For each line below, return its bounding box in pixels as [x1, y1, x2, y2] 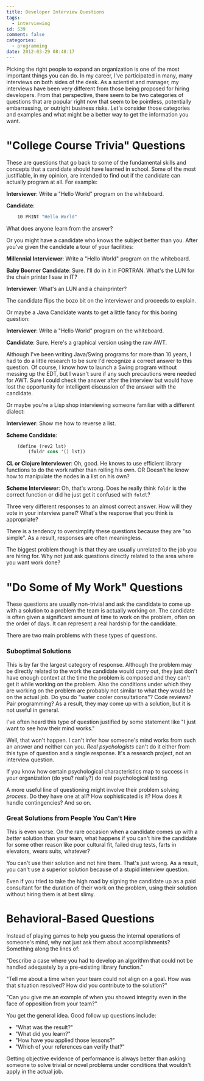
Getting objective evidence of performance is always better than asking [6, 1055, 186, 1062]
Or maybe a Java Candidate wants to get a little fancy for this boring [6, 309, 178, 316]
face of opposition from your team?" [6, 1000, 97, 1007]
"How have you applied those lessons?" [15, 1036, 116, 1044]
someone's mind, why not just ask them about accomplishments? [6, 938, 171, 946]
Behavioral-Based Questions [6, 912, 155, 926]
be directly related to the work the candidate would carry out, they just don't [6, 667, 198, 675]
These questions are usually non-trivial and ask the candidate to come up [6, 600, 191, 608]
